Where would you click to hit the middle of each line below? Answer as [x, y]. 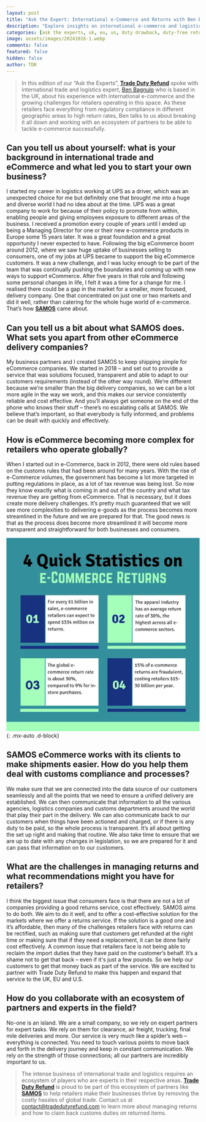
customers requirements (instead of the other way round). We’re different [99, 382]
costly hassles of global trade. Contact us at [77, 1100]
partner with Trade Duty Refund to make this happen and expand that [94, 972]
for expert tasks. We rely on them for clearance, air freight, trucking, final [99, 1029]
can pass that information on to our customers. [66, 847]
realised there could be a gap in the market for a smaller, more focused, [97, 289]
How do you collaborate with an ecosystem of [96, 998]
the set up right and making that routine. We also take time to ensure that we [103, 834]
